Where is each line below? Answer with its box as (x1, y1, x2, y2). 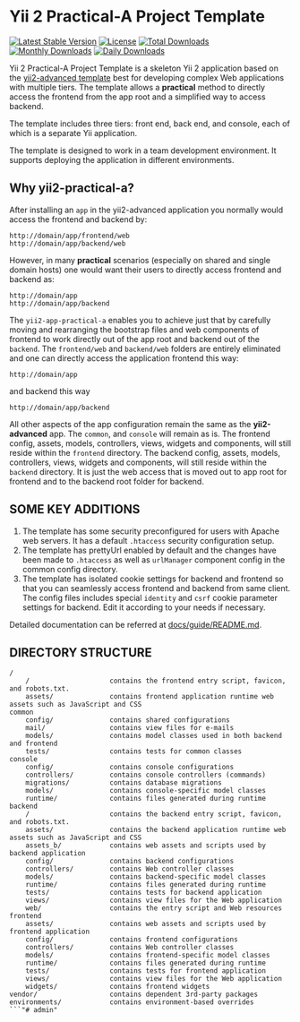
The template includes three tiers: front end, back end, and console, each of (9, 118, 291, 129)
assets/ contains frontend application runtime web (25, 692, 275, 701)
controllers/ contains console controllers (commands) (25, 770, 267, 780)
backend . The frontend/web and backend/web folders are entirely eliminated (9, 343, 281, 354)
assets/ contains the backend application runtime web (25, 826, 287, 835)
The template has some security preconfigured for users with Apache (21, 526, 280, 537)
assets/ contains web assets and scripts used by (25, 920, 267, 929)
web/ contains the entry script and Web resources (25, 904, 282, 913)
